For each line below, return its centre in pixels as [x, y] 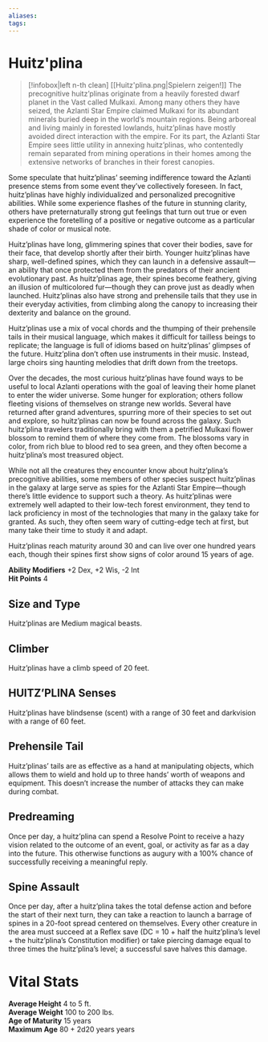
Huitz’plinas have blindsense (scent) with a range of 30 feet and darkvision [132, 712]
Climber [29, 648]
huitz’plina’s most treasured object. [66, 455]
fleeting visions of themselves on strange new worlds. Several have [120, 404]
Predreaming [41, 817]
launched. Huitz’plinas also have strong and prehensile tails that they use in [133, 296]
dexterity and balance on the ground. [69, 313]
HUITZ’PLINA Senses [62, 693]
